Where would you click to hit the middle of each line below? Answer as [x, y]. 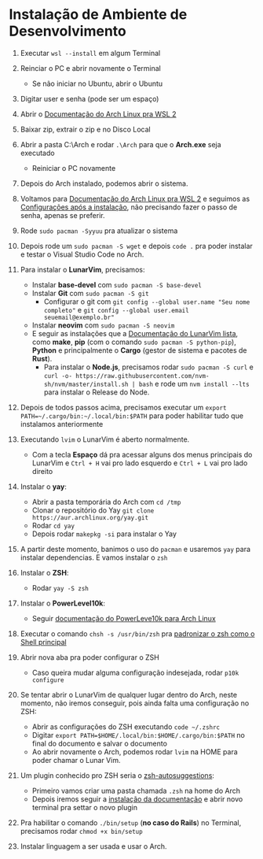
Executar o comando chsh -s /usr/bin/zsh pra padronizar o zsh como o [137, 633]
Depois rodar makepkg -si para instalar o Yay [104, 534]
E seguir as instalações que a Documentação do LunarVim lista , [135, 333]
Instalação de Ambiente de [98, 15]
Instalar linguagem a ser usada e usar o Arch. [93, 846]
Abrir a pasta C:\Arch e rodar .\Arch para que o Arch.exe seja [121, 144]
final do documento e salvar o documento [100, 743]
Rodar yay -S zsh [60, 587]
